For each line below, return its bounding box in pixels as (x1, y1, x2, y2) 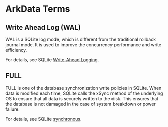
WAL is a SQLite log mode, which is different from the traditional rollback (5, 36, 156, 42)
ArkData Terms (5, 3, 70, 15)
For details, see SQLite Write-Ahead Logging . (5, 57, 99, 63)
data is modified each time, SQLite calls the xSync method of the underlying (5, 90, 163, 96)
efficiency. (5, 47, 27, 53)
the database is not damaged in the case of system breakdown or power (5, 101, 156, 107)
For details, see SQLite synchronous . (5, 116, 82, 122)
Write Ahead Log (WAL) (5, 23, 81, 32)
